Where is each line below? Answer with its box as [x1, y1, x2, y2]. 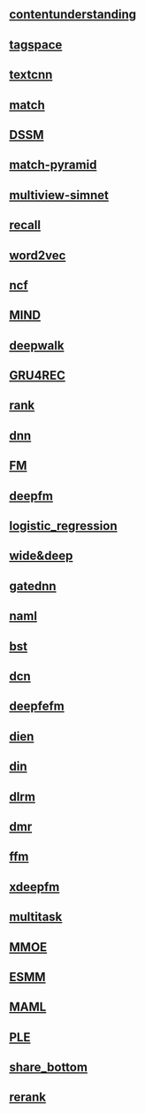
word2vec [9, 248, 66, 263]
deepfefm [9, 699, 65, 714]
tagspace [9, 37, 63, 52]
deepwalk [9, 338, 65, 353]
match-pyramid [9, 157, 97, 173]
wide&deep [9, 549, 73, 564]
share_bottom [9, 1060, 88, 1075]
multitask [9, 910, 63, 925]
